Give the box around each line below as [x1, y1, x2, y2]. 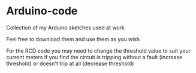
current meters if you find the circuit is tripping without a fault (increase [6, 53, 183, 60]
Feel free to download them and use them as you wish [6, 35, 140, 42]
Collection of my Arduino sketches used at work [6, 24, 125, 31]
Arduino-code [6, 4, 78, 18]
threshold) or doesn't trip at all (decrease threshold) [6, 60, 134, 67]
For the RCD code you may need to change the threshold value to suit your [6, 47, 191, 54]
